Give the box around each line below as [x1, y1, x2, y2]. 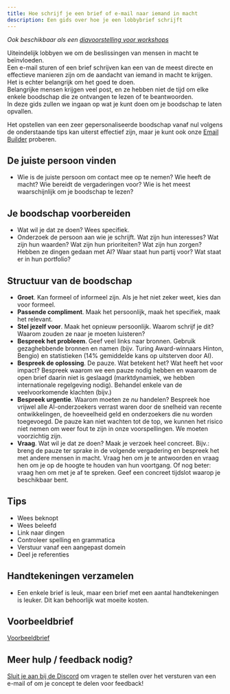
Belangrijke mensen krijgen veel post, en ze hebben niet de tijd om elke [7, 85, 209, 93]
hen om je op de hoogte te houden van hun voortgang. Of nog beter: [16, 461, 211, 469]
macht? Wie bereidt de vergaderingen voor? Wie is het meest [16, 180, 191, 189]
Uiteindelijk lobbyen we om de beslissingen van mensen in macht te [7, 49, 199, 57]
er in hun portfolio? [16, 255, 71, 263]
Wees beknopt [16, 513, 58, 522]
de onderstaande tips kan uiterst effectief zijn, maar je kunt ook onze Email [7, 128, 219, 136]
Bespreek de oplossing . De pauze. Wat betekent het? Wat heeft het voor [16, 359, 223, 367]
